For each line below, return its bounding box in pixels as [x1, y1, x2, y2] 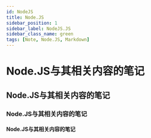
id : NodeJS [6, 8, 34, 15]
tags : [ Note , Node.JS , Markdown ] [6, 37, 90, 43]
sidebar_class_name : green [6, 31, 74, 37]
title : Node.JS [6, 14, 44, 20]
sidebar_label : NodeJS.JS [6, 25, 71, 32]
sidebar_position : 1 [6, 20, 58, 26]
